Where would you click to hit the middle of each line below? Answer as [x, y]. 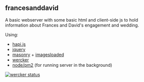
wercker [21, 60]
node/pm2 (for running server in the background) [62, 65]
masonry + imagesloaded [38, 55]
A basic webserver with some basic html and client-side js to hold [72, 20]
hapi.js [19, 44]
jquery [19, 49]
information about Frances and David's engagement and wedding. [72, 25]
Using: [12, 34]
